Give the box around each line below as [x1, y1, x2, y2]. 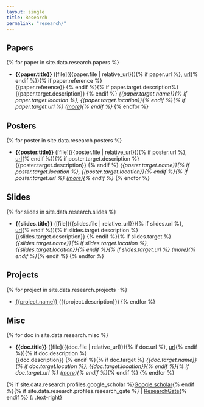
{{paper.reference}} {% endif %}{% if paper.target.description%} [15, 83, 179, 91]
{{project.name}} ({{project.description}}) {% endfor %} [15, 297, 156, 305]
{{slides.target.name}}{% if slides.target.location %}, [15, 239, 149, 246]
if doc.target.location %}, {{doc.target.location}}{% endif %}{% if [24, 363, 189, 370]
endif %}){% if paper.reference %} [15, 77, 102, 85]
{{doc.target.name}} [146, 357, 197, 364]
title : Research [6, 15, 47, 21]
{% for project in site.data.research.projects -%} [6, 286, 128, 293]
